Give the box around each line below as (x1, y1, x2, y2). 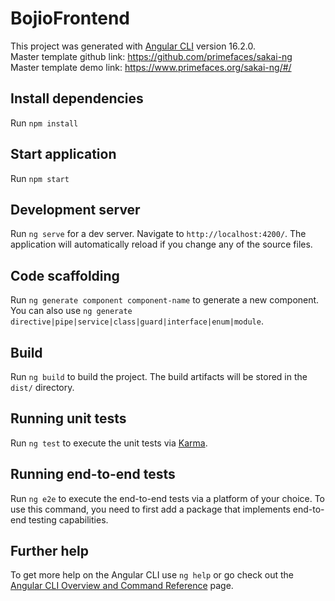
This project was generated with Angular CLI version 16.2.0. (10, 40, 257, 52)
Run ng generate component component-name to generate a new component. (10, 294, 320, 306)
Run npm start (10, 172, 70, 184)
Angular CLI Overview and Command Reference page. (10, 580, 234, 592)
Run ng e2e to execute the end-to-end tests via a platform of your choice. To (10, 492, 326, 504)
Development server (10, 201, 141, 218)
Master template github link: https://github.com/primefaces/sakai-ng (10, 50, 293, 62)
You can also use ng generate (10, 305, 133, 317)
